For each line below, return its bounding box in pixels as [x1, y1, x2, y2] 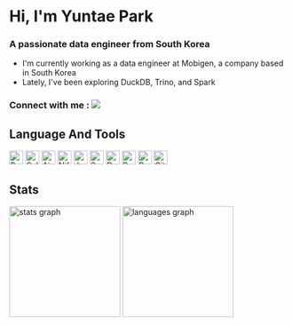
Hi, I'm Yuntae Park [9, 6, 154, 27]
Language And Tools [9, 126, 126, 141]
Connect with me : [9, 99, 91, 112]
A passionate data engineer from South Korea [9, 38, 210, 51]
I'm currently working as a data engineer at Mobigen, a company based [21, 58, 284, 68]
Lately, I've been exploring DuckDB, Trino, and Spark [21, 77, 216, 88]
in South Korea [21, 68, 77, 78]
